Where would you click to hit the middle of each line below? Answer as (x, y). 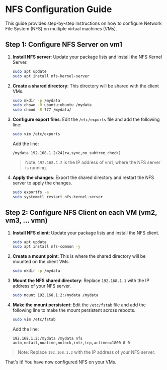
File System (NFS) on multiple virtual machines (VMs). (61, 28)
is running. (36, 168)
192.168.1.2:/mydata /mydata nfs (48, 338)
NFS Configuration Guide (59, 9)
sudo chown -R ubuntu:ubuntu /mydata (52, 105)
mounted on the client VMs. (41, 262)
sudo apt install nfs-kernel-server (51, 76)
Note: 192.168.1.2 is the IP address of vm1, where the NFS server (93, 162)
